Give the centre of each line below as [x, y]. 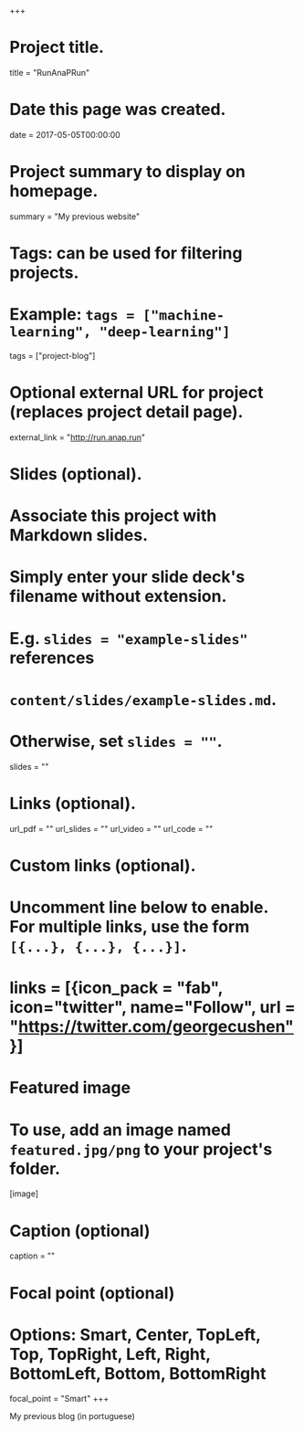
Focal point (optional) [92, 1293]
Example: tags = [72, 315]
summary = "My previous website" [74, 216]
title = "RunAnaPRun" [50, 72]
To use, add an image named [120, 1130]
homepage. [54, 191]
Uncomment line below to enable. [139, 907]
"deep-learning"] [165, 332]
